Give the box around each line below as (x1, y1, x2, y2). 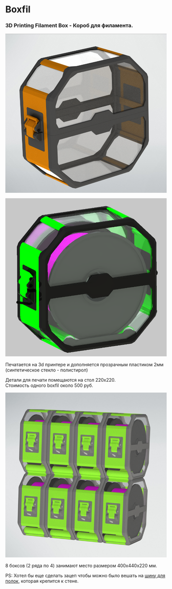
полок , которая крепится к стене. (5, 578, 79, 584)
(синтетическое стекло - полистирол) (5, 367, 88, 373)
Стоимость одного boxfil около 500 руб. (5, 382, 94, 388)
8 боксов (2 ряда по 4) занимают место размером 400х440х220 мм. (5, 562, 157, 568)
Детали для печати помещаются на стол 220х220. (5, 377, 116, 383)
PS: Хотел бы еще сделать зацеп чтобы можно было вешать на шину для (5, 572, 165, 578)
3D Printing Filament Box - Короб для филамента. (5, 22, 134, 29)
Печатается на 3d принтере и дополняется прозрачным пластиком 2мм (5, 361, 164, 367)
